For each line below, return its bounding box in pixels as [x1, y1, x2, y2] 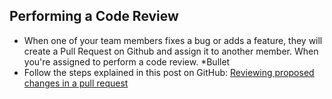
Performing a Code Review [9, 8, 179, 25]
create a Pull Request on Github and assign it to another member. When [23, 45, 319, 57]
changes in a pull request [23, 77, 129, 89]
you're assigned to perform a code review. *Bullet [23, 55, 231, 68]
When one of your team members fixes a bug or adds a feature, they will [23, 34, 323, 46]
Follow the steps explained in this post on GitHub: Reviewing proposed [23, 66, 315, 78]
